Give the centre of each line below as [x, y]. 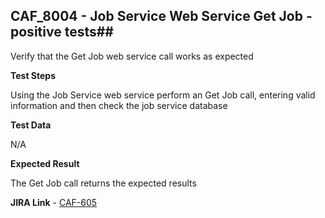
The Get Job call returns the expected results [103, 183]
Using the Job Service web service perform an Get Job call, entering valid [163, 95]
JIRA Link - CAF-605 [54, 202]
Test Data [31, 125]
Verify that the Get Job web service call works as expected [132, 56]
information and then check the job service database [119, 105]
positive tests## [62, 32]
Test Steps [33, 75]
